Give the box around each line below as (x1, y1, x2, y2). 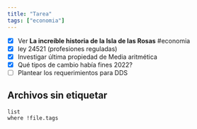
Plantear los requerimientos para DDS (17, 68, 128, 77)
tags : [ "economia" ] (7, 17, 65, 24)
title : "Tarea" (7, 10, 52, 18)
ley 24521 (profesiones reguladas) (17, 44, 118, 53)
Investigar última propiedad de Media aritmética (17, 52, 158, 61)
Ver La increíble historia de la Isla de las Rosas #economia (17, 36, 191, 45)
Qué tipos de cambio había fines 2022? (17, 60, 133, 69)
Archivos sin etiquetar (7, 89, 108, 101)
